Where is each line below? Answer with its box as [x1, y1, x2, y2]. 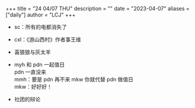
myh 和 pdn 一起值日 [14, 61, 65, 68]
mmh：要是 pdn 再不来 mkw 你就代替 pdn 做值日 [14, 76, 134, 83]
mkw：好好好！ [14, 83, 53, 90]
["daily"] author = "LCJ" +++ [5, 11, 76, 18]
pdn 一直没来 [14, 68, 47, 76]
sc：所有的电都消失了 [14, 24, 68, 30]
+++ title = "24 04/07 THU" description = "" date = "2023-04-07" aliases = [5, 5, 190, 12]
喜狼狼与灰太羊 [14, 48, 51, 55]
